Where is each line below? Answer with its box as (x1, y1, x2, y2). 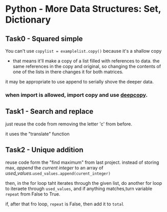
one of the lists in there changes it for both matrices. (12, 69, 124, 75)
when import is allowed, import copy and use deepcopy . (5, 91, 148, 98)
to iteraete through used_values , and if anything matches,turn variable (5, 185, 153, 192)
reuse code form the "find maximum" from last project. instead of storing (5, 159, 159, 165)
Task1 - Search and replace (5, 107, 94, 116)
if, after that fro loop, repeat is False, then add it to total (5, 201, 124, 207)
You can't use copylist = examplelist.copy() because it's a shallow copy (5, 48, 162, 54)
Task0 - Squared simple (5, 34, 83, 43)
